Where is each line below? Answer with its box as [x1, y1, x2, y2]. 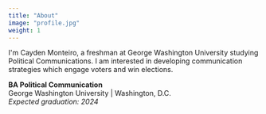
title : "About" [8, 11, 59, 20]
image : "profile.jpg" [8, 19, 80, 27]
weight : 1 [8, 26, 41, 34]
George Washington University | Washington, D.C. [8, 89, 171, 98]
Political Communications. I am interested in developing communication [8, 56, 243, 66]
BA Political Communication [8, 80, 104, 89]
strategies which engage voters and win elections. [8, 65, 174, 74]
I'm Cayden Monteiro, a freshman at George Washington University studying [8, 48, 259, 58]
